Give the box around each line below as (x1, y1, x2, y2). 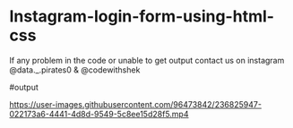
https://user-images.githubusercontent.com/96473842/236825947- (9, 98, 263, 109)
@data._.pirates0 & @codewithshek (9, 64, 141, 75)
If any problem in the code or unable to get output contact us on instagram (9, 55, 285, 65)
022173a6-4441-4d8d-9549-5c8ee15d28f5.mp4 (9, 108, 189, 119)
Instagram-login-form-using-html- (9, 6, 275, 27)
